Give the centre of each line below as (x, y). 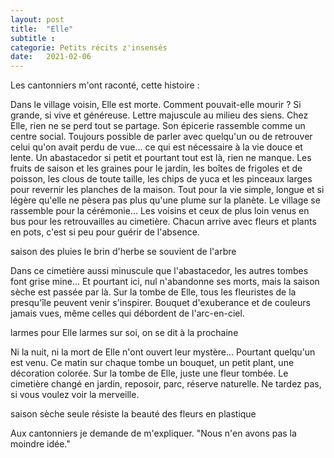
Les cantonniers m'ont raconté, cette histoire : (105, 85)
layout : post (37, 19)
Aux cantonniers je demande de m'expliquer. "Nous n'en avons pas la (153, 433)
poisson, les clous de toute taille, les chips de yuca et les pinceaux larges (161, 179)
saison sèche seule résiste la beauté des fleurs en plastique (133, 414)
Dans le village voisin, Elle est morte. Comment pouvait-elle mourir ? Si (156, 105)
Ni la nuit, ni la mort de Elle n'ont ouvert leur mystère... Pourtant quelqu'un (163, 352)
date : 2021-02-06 (51, 57)
